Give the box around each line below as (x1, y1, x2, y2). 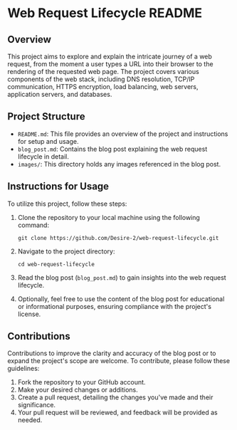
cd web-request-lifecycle (17, 261, 95, 268)
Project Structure (7, 110, 85, 122)
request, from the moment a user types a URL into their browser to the (7, 60, 214, 68)
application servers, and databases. (7, 90, 112, 98)
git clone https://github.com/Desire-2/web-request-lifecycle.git (17, 234, 219, 241)
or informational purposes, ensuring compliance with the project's (17, 302, 212, 310)
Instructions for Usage (7, 180, 109, 193)
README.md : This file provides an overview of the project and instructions (17, 130, 228, 138)
